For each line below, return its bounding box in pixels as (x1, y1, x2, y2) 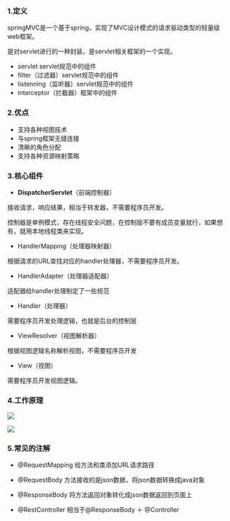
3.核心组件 (7, 171, 44, 181)
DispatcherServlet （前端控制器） (17, 188, 116, 196)
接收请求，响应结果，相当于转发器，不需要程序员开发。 (7, 202, 167, 212)
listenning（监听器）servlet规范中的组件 (17, 79, 134, 89)
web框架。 (7, 32, 39, 41)
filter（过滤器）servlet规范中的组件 (17, 71, 119, 79)
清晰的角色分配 (17, 143, 61, 151)
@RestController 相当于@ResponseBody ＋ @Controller (17, 506, 179, 514)
